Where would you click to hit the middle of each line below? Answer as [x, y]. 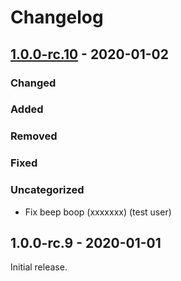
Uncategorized [47, 190]
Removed [34, 136]
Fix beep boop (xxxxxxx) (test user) [98, 212]
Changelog [57, 17]
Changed [33, 83]
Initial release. [39, 267]
